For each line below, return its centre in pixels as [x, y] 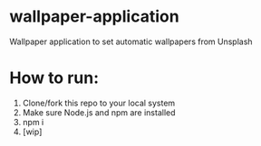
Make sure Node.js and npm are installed [99, 112]
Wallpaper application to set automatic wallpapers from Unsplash [131, 41]
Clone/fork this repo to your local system [99, 103]
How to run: [54, 78]
